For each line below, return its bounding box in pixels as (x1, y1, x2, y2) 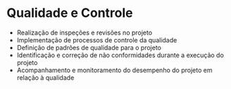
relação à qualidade (16, 73, 75, 82)
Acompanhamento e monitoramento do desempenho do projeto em (16, 66, 213, 74)
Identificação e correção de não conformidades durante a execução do (16, 51, 225, 59)
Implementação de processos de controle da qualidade (16, 35, 177, 44)
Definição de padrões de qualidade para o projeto (16, 43, 161, 52)
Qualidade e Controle (6, 5, 133, 21)
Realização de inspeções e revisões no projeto (16, 28, 153, 37)
